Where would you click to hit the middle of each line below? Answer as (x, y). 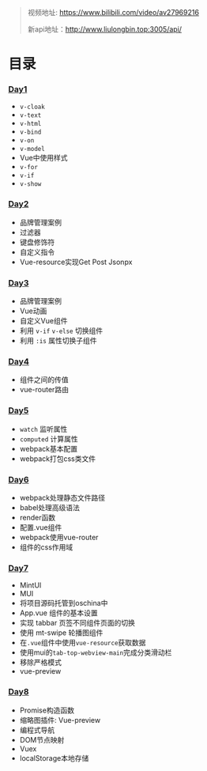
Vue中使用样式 (43, 158)
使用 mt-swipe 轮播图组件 (61, 633)
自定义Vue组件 (43, 321)
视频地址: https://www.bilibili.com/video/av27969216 (113, 12)
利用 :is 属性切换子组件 (58, 341)
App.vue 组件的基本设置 (58, 613)
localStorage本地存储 (54, 758)
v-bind (30, 132)
